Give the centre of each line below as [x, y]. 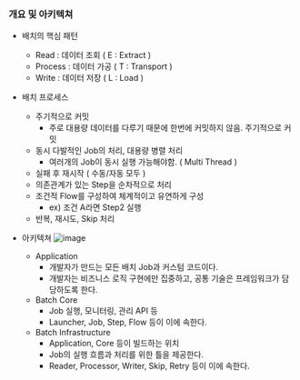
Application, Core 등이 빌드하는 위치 [114, 344]
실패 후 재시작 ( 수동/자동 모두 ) [90, 174]
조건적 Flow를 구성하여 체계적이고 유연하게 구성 [120, 196]
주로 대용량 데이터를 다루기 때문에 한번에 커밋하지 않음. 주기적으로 [165, 128]
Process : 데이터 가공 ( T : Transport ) [104, 66]
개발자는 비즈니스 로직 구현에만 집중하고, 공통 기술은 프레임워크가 [164, 278]
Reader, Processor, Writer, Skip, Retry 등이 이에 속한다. [150, 366]
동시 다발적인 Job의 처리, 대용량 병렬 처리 [109, 151]
